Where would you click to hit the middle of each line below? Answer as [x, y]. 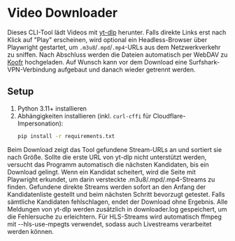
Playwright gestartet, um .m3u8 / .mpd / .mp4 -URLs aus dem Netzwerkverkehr [114, 47]
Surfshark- [204, 62]
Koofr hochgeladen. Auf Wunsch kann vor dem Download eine [97, 62]
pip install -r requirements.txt [66, 136]
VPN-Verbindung [32, 69]
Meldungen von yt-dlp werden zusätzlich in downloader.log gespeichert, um [117, 209]
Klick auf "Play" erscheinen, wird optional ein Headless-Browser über [107, 39]
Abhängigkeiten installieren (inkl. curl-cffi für [84, 116]
